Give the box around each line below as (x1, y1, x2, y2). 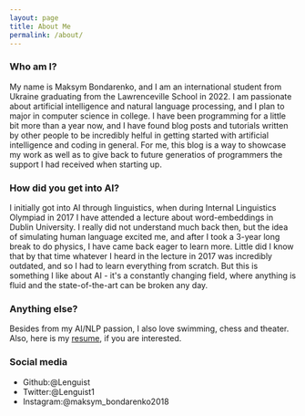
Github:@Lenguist (22, 376, 91, 388)
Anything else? (9, 302, 78, 315)
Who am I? (9, 60, 57, 73)
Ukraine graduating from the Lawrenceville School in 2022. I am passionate (9, 90, 292, 101)
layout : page (9, 13, 59, 23)
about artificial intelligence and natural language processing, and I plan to (9, 100, 285, 111)
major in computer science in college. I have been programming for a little (9, 110, 287, 121)
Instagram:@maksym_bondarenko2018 (22, 396, 170, 407)
